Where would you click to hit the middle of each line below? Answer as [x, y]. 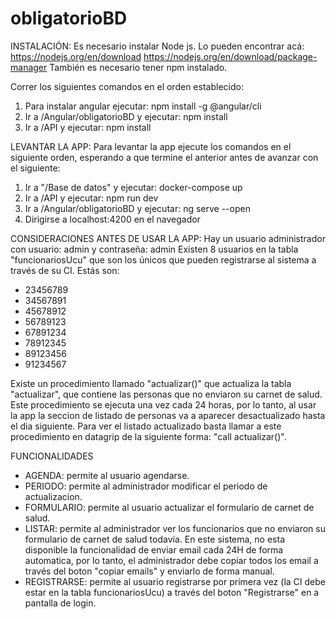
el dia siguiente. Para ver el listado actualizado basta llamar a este [146, 426]
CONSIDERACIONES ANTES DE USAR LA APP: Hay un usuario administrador [168, 238]
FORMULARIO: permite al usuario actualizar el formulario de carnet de [169, 507]
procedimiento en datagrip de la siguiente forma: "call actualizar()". [148, 436]
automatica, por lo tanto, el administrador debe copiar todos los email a [171, 560]
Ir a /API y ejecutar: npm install [88, 127]
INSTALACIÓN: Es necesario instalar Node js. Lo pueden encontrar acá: [157, 46]
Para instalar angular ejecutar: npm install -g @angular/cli [143, 106]
